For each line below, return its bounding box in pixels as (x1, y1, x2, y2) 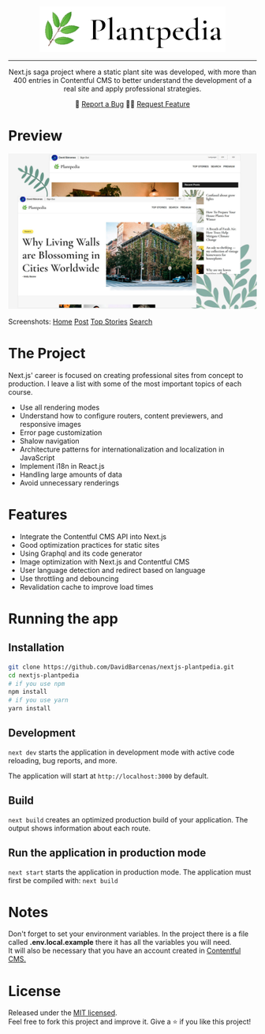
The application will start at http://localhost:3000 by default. (8, 771, 209, 781)
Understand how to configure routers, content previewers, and (19, 410, 223, 420)
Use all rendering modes (19, 403, 100, 412)
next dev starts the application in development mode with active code (8, 747, 235, 757)
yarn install (8, 705, 51, 713)
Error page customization (19, 428, 103, 437)
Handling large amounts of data (19, 470, 122, 479)
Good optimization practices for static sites (19, 540, 160, 549)
